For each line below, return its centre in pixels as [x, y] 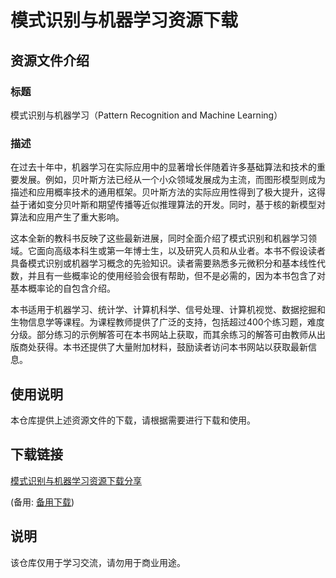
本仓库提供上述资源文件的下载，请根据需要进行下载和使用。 [133, 420]
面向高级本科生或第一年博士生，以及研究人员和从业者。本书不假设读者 [181, 251]
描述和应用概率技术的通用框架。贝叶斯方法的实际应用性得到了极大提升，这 [163, 192]
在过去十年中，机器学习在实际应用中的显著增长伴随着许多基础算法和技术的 [163, 167]
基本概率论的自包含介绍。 [63, 288]
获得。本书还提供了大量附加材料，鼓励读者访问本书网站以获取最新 [172, 347]
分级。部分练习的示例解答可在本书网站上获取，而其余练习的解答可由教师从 [163, 335]
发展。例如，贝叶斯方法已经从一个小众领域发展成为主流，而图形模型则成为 [172, 180]
